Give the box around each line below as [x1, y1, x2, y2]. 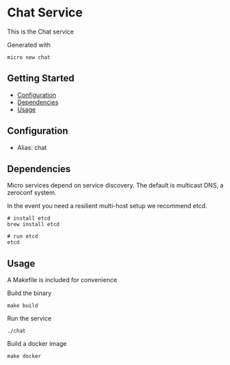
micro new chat [7, 53, 51, 61]
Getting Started [7, 73, 75, 84]
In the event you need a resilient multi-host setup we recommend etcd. [7, 202, 207, 210]
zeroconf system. [7, 188, 57, 197]
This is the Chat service [7, 27, 74, 36]
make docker [7, 353, 41, 360]
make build [7, 303, 38, 310]
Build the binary [7, 289, 52, 297]
